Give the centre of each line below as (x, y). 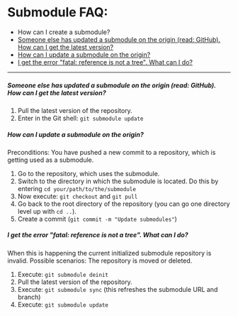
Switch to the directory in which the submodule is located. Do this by (118, 181)
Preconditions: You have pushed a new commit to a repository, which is (112, 152)
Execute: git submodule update (63, 304)
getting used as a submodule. (51, 160)
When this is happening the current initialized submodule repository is (109, 253)
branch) (29, 297)
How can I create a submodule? (64, 32)
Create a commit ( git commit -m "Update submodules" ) (97, 219)
